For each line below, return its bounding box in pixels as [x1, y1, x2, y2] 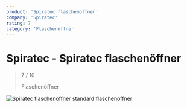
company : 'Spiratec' [6, 14, 59, 21]
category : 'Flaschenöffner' [6, 25, 77, 32]
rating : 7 [6, 20, 31, 26]
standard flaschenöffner [72, 95, 133, 103]
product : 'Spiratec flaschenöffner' [6, 8, 98, 15]
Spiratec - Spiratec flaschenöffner [6, 52, 182, 65]
